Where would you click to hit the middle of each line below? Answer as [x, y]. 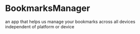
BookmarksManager [48, 8]
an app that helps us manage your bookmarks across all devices [70, 22]
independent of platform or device [40, 26]
